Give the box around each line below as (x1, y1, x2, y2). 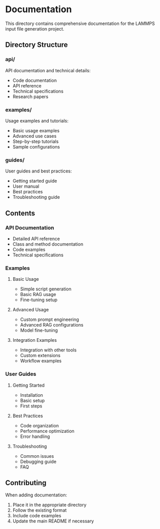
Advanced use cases (12, 133, 57, 139)
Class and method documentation (12, 241, 84, 247)
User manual (12, 183, 39, 189)
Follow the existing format (12, 507, 67, 513)
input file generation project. (5, 25, 65, 32)
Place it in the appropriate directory (12, 502, 87, 508)
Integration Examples (12, 337, 57, 343)
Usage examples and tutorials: (5, 117, 69, 124)
